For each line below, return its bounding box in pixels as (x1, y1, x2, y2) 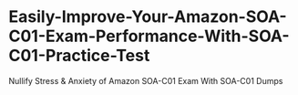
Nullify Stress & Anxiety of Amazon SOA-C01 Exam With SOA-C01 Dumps (8, 75, 283, 86)
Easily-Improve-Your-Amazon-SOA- (8, 6, 288, 27)
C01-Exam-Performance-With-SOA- (8, 26, 290, 47)
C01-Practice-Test (8, 46, 150, 66)
